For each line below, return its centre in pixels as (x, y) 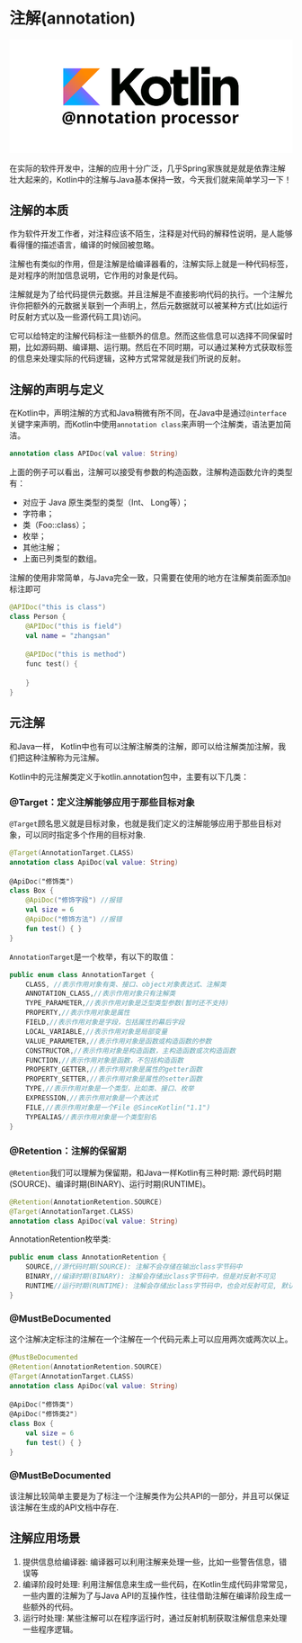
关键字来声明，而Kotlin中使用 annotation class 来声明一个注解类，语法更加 (147, 425)
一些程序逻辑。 (50, 1629)
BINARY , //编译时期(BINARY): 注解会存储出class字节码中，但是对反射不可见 (151, 1277)
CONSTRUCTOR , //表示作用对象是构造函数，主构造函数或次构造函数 (131, 1050)
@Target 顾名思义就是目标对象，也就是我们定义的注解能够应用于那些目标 (142, 823)
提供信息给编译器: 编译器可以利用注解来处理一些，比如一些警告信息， (151, 1561)
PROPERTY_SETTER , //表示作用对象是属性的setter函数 (114, 1079)
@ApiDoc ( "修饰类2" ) (44, 1414)
